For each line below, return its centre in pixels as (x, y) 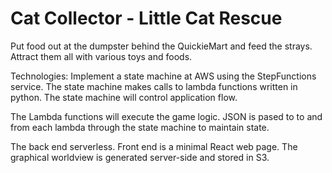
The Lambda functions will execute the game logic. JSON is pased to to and (166, 116)
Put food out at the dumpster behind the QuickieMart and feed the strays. (161, 46)
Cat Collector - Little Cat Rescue (146, 18)
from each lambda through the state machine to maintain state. (140, 127)
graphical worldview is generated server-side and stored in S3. (140, 157)
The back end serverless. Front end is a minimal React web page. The (154, 146)
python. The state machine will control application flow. (124, 97)
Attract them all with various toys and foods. (101, 56)
